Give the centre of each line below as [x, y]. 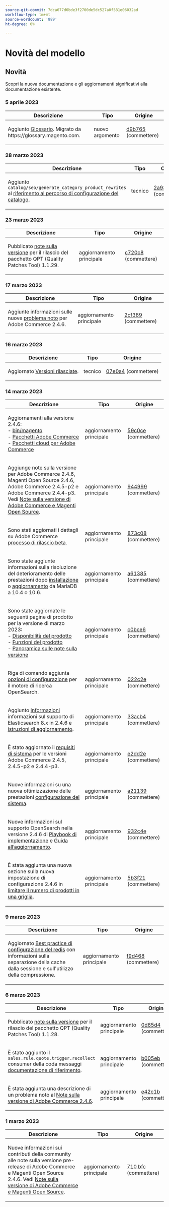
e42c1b [150, 1092]
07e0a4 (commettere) [133, 371]
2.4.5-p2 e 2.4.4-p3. [33, 767]
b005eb [151, 1058]
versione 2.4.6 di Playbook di [42, 835]
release [17, 1166]
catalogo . [19, 200]
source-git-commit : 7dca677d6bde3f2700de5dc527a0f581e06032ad [72, 10]
